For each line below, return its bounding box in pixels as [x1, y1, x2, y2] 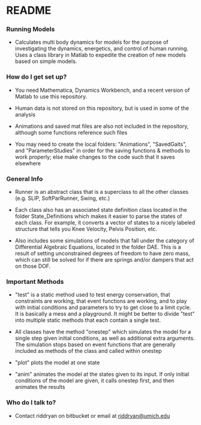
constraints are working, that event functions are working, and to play [14, 298, 187, 305]
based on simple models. [14, 58, 77, 65]
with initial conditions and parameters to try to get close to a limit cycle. [14, 304, 191, 311]
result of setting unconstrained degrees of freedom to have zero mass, [14, 250, 190, 257]
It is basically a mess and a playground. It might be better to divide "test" [14, 310, 195, 318]
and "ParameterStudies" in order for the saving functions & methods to [14, 146, 190, 154]
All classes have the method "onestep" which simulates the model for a [14, 328, 191, 336]
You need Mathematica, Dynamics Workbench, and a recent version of [14, 86, 190, 94]
